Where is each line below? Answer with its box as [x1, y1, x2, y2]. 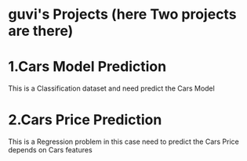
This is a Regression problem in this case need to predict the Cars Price [8, 137, 239, 146]
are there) [8, 22, 74, 40]
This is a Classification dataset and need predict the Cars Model [8, 84, 216, 93]
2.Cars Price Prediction [8, 111, 162, 129]
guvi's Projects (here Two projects [8, 5, 237, 23]
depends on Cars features [8, 145, 93, 155]
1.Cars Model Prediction [8, 58, 167, 76]
